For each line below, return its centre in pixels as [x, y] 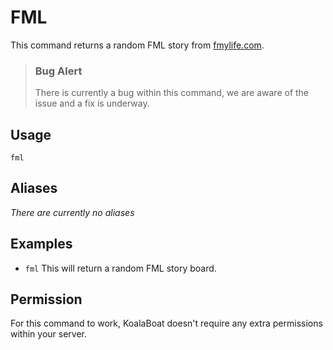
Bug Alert [58, 71]
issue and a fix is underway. [92, 103]
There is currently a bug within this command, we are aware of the [172, 93]
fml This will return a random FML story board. [120, 268]
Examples [41, 244]
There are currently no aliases [72, 212]
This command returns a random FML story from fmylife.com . [137, 45]
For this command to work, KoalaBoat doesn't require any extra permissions [166, 323]
